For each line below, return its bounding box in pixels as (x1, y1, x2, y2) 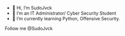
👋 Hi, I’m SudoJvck (12, 5, 52, 11)
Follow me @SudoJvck (5, 25, 53, 31)
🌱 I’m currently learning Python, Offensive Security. (12, 16, 120, 21)
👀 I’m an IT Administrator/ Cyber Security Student (12, 10, 116, 16)
